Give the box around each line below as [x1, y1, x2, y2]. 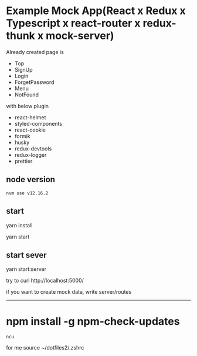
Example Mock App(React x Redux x [6, 4, 186, 18]
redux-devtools [14, 145, 52, 152]
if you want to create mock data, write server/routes [6, 288, 132, 295]
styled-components [14, 120, 63, 127]
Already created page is [6, 48, 64, 55]
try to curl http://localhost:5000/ [6, 277, 84, 284]
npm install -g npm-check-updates [6, 314, 180, 328]
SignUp [14, 66, 33, 73]
